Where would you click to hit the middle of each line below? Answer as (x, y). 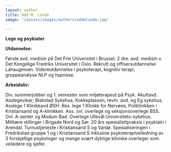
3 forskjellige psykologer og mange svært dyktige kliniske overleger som (82, 139)
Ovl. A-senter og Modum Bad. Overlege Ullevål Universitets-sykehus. (79, 117)
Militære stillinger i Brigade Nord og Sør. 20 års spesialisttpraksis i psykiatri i (86, 122)
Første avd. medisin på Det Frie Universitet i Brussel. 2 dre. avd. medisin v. (84, 59)
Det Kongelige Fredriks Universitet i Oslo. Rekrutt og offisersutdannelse (81, 64)
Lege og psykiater (25, 39)
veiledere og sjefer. (26, 144)
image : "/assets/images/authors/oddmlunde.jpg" (57, 20)
